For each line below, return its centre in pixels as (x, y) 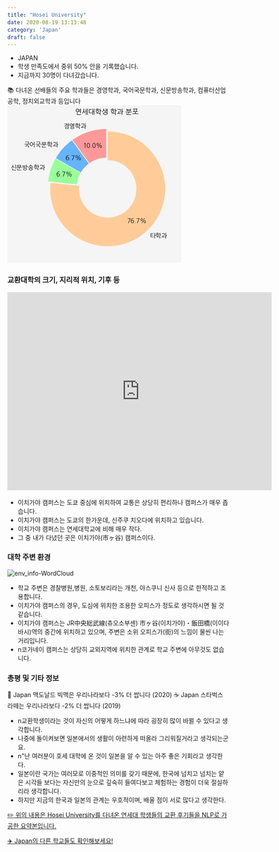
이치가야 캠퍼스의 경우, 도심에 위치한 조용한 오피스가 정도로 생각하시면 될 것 (121, 605)
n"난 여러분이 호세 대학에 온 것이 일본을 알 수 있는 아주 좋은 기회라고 (111, 756)
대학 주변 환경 (29, 558)
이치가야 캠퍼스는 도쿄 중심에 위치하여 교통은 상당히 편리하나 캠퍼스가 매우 (119, 502)
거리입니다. (33, 640)
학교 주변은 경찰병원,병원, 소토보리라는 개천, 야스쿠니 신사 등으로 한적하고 (118, 587)
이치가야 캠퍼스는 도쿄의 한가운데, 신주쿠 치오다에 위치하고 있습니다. (111, 520)
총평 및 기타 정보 (33, 678)
